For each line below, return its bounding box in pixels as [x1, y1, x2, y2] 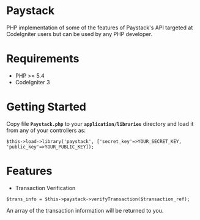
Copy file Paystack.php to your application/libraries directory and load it [6, 120, 194, 127]
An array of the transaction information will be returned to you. [6, 207, 164, 214]
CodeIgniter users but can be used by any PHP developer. [6, 30, 153, 37]
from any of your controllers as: [6, 127, 86, 134]
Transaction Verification [15, 184, 76, 191]
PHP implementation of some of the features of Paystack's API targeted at [6, 24, 193, 31]
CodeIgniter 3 [15, 78, 50, 86]
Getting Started [6, 100, 87, 114]
